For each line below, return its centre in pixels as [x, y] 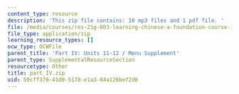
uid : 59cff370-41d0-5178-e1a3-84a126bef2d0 [73, 80]
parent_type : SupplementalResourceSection [71, 60]
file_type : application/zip [49, 34]
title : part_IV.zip [36, 73]
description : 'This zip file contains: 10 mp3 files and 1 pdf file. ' [116, 20]
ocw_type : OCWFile [34, 47]
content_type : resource [43, 14]
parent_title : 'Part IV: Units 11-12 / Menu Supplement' [94, 54]
